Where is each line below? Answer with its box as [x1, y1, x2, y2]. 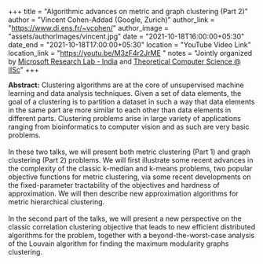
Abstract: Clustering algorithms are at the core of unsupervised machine [8, 80, 245, 90]
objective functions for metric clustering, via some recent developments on [8, 172, 251, 181]
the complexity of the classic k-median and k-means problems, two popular [8, 164, 253, 173]
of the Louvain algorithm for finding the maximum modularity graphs [8, 239, 229, 248]
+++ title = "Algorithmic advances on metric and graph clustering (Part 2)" [8, 7, 249, 16]
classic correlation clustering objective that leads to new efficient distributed [8, 222, 256, 231]
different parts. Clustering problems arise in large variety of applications [8, 114, 241, 123]
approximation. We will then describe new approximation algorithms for [8, 189, 239, 198]
